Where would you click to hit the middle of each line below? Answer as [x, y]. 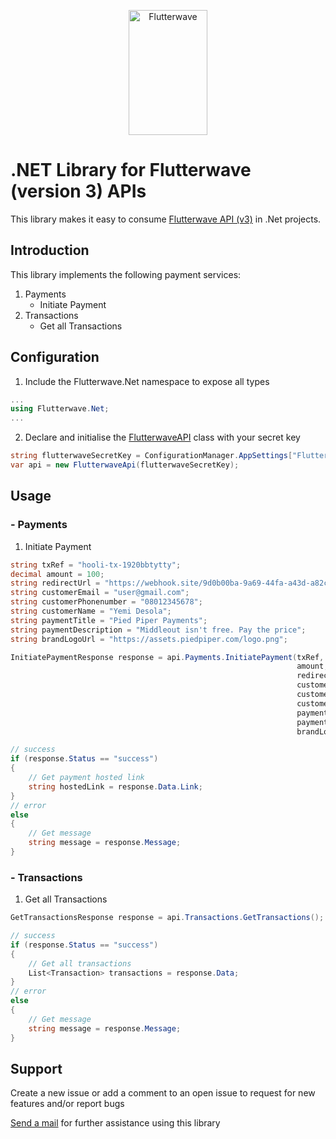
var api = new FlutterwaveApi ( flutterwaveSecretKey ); [125, 465]
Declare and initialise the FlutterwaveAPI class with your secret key [162, 437]
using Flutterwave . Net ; [60, 409]
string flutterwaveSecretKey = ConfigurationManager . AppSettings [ [151, 456]
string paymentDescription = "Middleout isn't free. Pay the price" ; [158, 630]
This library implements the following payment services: [126, 274]
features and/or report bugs [67, 1104]
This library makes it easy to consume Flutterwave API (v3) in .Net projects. [166, 219]
